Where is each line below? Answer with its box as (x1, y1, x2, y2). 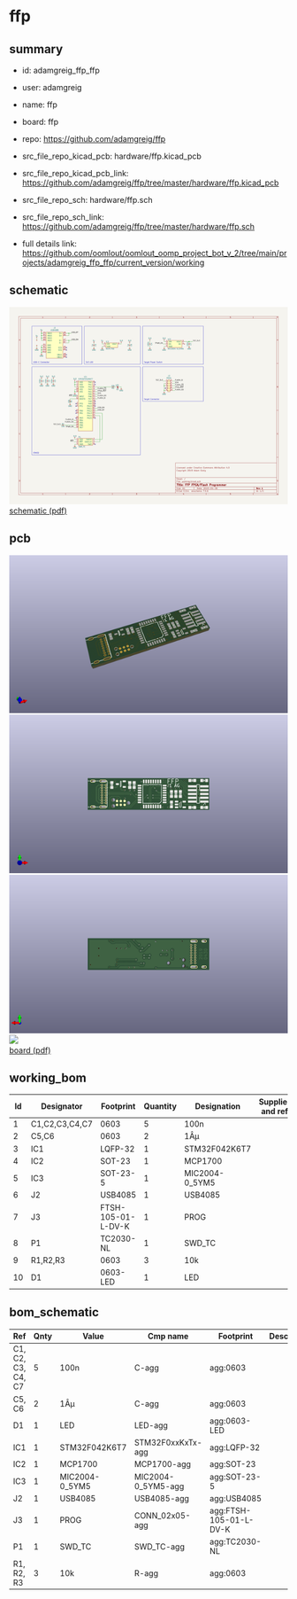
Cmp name (147, 1331, 189, 1342)
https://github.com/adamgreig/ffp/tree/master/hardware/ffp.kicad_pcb (21, 177, 279, 188)
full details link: (21, 238, 78, 249)
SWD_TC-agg (133, 1540, 186, 1552)
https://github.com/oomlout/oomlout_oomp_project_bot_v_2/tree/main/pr (21, 248, 287, 258)
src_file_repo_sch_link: (21, 212, 104, 222)
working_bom (9, 1070, 87, 1085)
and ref (260, 1105, 289, 1116)
